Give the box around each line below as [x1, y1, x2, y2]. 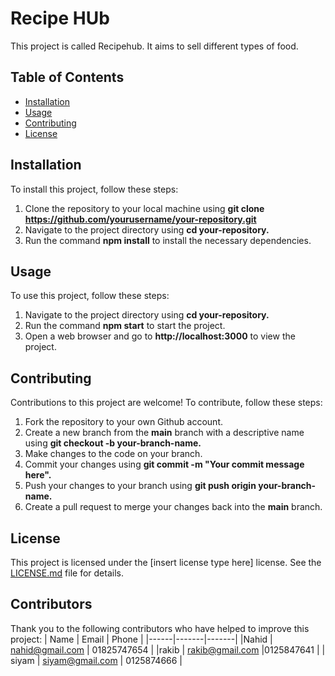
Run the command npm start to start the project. [24, 320, 226, 332]
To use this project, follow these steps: [10, 290, 170, 302]
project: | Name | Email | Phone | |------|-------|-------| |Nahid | [10, 633, 273, 645]
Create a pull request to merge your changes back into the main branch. [24, 501, 323, 513]
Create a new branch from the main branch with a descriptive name [24, 427, 305, 439]
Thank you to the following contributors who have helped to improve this [10, 622, 310, 634]
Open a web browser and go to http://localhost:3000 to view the [24, 330, 296, 342]
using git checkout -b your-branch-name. [24, 437, 202, 449]
